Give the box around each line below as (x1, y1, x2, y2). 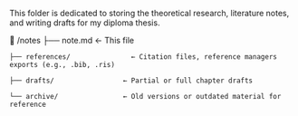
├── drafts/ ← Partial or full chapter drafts (9, 76, 254, 85)
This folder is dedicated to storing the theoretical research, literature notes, (9, 8, 290, 18)
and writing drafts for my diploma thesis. (9, 17, 160, 28)
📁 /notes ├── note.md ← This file (9, 35, 134, 45)
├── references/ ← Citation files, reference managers (9, 53, 278, 62)
